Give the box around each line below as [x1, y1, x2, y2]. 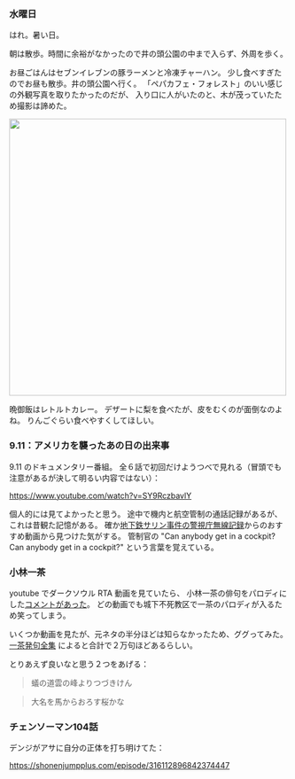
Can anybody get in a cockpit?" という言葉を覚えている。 [9, 541, 219, 552]
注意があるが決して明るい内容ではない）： [9, 472, 161, 483]
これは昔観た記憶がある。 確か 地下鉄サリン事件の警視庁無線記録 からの [9, 519, 268, 530]
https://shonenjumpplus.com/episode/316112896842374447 [9, 760, 230, 771]
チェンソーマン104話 [9, 721, 99, 733]
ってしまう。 [24, 610, 71, 620]
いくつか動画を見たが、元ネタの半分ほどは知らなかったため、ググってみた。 [9, 628, 288, 639]
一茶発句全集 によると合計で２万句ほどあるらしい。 [9, 640, 198, 650]
